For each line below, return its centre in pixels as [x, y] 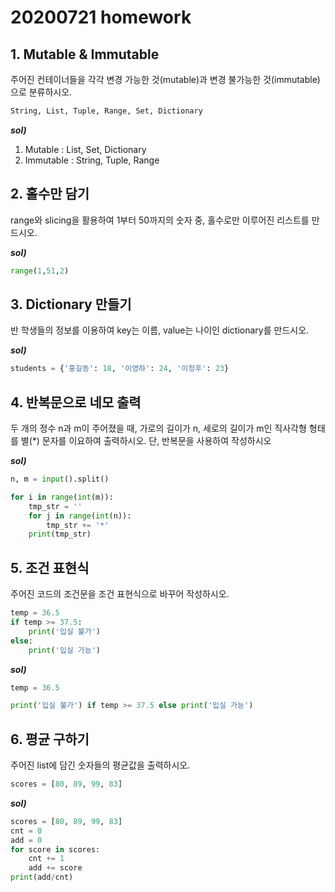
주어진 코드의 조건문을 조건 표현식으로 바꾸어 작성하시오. [120, 594]
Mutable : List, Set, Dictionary [85, 149]
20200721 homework [101, 17]
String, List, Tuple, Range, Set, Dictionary [106, 111]
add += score [55, 868]
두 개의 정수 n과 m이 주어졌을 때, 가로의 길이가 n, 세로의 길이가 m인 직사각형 [158, 428]
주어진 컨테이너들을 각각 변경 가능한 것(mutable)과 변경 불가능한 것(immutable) [165, 79]
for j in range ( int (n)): [80, 516]
